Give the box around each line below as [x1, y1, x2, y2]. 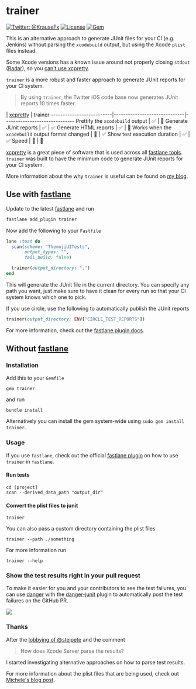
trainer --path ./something [6, 536, 75, 542]
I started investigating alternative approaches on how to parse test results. [6, 659, 185, 666]
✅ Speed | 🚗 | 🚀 [6, 137, 44, 144]
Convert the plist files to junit [6, 502, 78, 509]
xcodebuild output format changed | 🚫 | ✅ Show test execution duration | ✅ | [6, 130, 190, 137]
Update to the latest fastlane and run [6, 205, 95, 212]
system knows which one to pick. [6, 294, 87, 301]
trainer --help [6, 558, 43, 564]
